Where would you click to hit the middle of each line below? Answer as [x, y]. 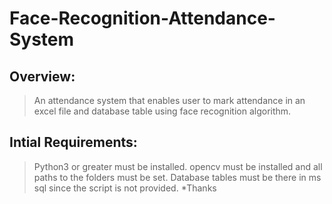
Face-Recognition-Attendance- [142, 18]
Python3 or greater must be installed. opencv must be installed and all [178, 166]
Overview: [42, 76]
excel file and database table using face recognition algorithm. [162, 111]
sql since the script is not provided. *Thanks [125, 188]
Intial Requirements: [73, 142]
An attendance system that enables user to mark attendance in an [169, 100]
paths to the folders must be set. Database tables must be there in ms [177, 177]
